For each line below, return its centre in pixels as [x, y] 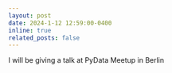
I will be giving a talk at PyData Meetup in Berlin [86, 60]
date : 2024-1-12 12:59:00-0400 [60, 23]
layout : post [30, 15]
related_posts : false [44, 38]
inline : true [30, 30]
